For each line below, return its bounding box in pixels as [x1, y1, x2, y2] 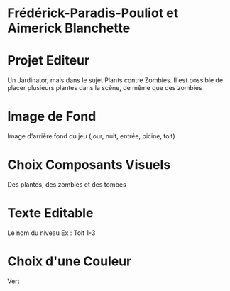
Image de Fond [7, 109, 97, 125]
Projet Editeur [7, 53, 90, 69]
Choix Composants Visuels [7, 157, 171, 173]
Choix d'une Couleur [7, 253, 132, 270]
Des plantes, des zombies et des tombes [7, 180, 126, 189]
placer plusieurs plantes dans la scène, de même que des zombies [7, 84, 202, 92]
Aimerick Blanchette [7, 20, 131, 36]
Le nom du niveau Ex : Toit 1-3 [7, 229, 96, 237]
